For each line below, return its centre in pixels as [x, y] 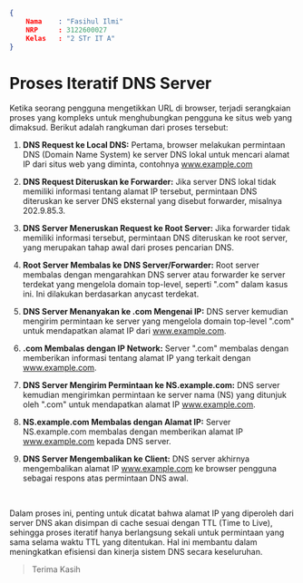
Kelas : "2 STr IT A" [71, 38]
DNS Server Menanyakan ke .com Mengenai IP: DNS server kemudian [155, 312]
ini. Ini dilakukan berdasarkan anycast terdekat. [111, 294]
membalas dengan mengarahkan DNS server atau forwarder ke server [154, 275]
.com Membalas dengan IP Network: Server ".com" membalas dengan [155, 348]
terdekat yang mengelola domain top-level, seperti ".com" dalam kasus [155, 285]
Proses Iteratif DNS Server [111, 83]
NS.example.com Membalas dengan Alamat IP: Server [127, 423]
